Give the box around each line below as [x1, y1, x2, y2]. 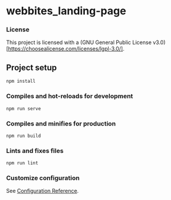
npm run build [6, 133, 42, 139]
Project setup [6, 62, 58, 73]
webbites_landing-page [6, 4, 126, 18]
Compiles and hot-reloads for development [6, 92, 134, 101]
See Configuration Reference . [6, 187, 79, 195]
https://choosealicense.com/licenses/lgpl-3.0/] [8, 45, 123, 52]
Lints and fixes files [6, 146, 64, 155]
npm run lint [6, 160, 39, 166]
